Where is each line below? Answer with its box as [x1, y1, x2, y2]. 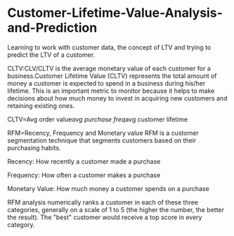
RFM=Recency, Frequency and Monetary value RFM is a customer [7, 129, 199, 137]
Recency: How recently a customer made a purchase [7, 157, 161, 166]
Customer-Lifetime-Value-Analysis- [7, 5, 223, 21]
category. [7, 220, 35, 229]
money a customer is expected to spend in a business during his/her [7, 79, 206, 87]
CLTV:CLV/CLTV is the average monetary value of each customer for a [7, 64, 211, 72]
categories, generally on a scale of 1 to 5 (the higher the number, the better [7, 205, 225, 214]
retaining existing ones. [7, 101, 75, 110]
